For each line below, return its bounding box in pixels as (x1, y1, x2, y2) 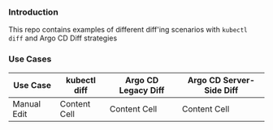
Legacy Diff (119, 84, 165, 95)
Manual (12, 98, 41, 109)
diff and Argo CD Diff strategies (8, 33, 118, 43)
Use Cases (8, 53, 52, 65)
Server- (223, 74, 256, 86)
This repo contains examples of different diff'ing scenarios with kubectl (8, 25, 248, 35)
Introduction (8, 6, 58, 18)
